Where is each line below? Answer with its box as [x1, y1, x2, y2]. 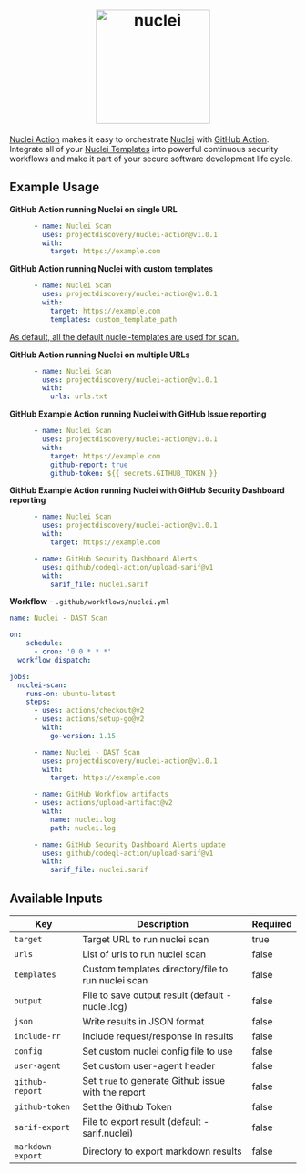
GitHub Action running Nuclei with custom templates [9, 263, 214, 274]
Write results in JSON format [81, 1014, 205, 1027]
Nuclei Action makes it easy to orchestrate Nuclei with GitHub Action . [9, 133, 270, 145]
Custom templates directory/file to [81, 962, 229, 975]
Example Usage [9, 180, 100, 195]
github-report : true [49, 460, 128, 469]
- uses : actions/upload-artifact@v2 [33, 798, 173, 808]
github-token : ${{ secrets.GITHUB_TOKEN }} [49, 468, 219, 478]
